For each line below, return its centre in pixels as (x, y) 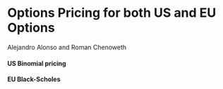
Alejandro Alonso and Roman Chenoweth (67, 47)
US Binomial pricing (37, 63)
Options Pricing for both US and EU (112, 13)
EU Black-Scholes (34, 79)
